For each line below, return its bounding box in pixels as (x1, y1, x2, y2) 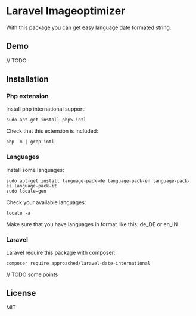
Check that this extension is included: (6, 127, 98, 134)
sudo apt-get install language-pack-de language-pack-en (6, 177, 151, 184)
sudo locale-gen (6, 188, 46, 194)
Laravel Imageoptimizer (6, 4, 126, 18)
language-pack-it (14, 183, 58, 189)
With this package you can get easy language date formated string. (6, 24, 172, 31)
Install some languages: (6, 166, 64, 173)
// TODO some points (6, 271, 58, 278)
